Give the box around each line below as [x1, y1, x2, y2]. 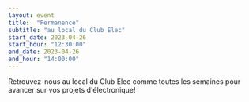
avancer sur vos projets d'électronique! [8, 85, 136, 94]
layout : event [8, 11, 55, 20]
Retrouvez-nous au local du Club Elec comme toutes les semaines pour [8, 76, 241, 86]
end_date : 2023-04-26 [8, 48, 80, 56]
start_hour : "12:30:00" [8, 41, 87, 49]
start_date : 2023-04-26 [8, 33, 87, 42]
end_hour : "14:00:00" [8, 56, 80, 64]
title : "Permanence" [8, 19, 80, 27]
